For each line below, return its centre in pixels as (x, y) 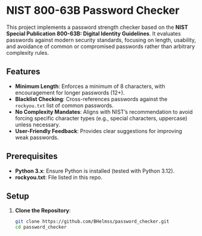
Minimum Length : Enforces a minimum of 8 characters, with (90, 86)
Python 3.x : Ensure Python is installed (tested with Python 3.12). (95, 171)
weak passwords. (37, 137)
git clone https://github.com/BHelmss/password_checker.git (92, 222)
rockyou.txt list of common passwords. (64, 105)
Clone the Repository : (43, 211)
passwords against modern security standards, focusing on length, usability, (101, 40)
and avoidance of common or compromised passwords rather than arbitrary (101, 46)
